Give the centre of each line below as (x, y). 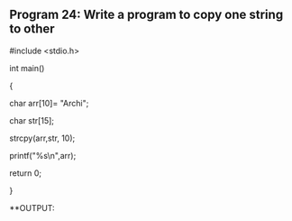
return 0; (26, 173)
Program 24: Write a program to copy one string (146, 15)
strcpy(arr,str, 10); (42, 138)
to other (32, 29)
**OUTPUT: (32, 207)
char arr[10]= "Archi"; (49, 103)
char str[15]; (32, 120)
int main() (27, 68)
